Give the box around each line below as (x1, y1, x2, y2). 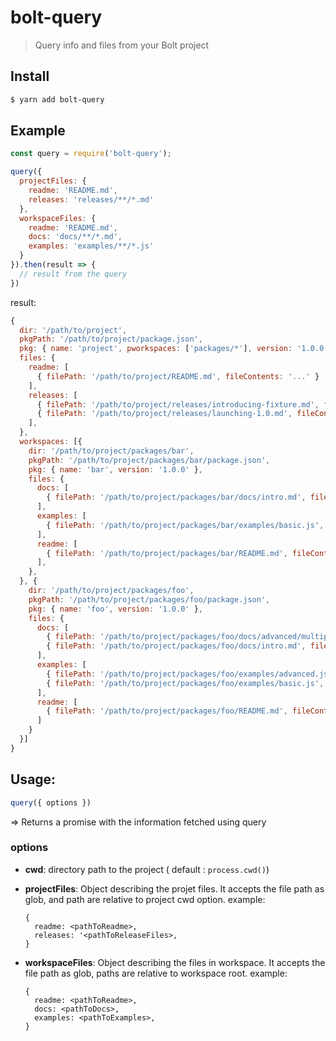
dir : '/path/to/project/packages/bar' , (28, 446, 195, 456)
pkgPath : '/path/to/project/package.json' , (19, 334, 203, 345)
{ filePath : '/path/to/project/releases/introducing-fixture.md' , (36, 399, 320, 410)
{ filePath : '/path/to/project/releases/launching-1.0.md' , (36, 409, 293, 419)
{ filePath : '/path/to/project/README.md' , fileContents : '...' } (36, 371, 320, 381)
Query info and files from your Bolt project (34, 39, 210, 51)
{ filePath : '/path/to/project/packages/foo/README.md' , (46, 706, 288, 716)
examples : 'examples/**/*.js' (28, 241, 155, 251)
